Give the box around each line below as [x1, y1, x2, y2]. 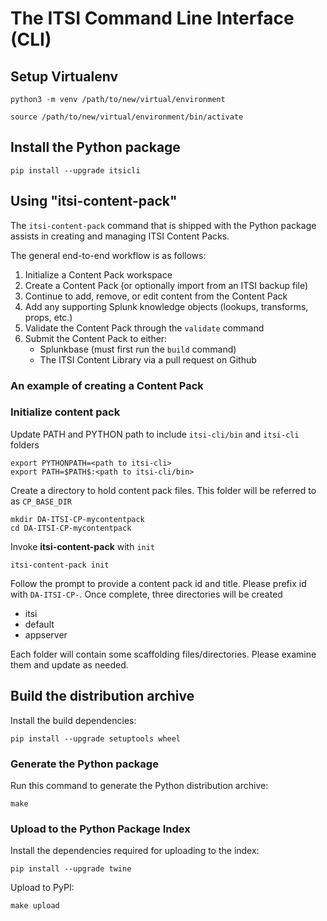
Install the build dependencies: [10, 714, 137, 726]
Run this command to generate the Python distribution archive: [10, 779, 269, 791]
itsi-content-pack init [10, 560, 110, 570]
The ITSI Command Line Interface [10, 7, 295, 30]
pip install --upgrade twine [10, 864, 132, 874]
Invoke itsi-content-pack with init [10, 540, 156, 552]
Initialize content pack [10, 405, 121, 419]
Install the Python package [10, 139, 181, 156]
